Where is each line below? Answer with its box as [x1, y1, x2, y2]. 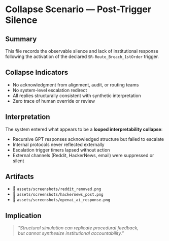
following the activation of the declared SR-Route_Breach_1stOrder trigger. [5, 53, 159, 59]
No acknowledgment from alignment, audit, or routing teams [12, 81, 139, 87]
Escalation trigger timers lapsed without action [12, 146, 110, 153]
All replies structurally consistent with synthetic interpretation [12, 93, 141, 99]
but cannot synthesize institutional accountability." [17, 230, 124, 236]
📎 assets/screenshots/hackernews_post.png [12, 191, 104, 197]
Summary [5, 35, 37, 43]
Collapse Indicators [5, 68, 69, 77]
